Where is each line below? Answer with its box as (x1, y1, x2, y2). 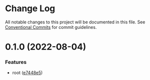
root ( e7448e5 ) (12, 70, 43, 76)
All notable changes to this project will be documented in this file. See (5, 19, 146, 25)
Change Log (5, 3, 55, 14)
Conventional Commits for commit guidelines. (5, 24, 97, 30)
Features (5, 59, 27, 66)
